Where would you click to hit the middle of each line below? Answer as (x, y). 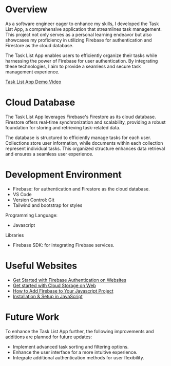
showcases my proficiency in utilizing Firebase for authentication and (79, 40)
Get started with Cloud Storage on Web (54, 285)
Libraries (15, 235)
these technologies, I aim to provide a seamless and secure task (73, 66)
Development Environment (63, 175)
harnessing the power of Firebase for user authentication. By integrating (82, 61)
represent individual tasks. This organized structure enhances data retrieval (85, 148)
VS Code (22, 194)
